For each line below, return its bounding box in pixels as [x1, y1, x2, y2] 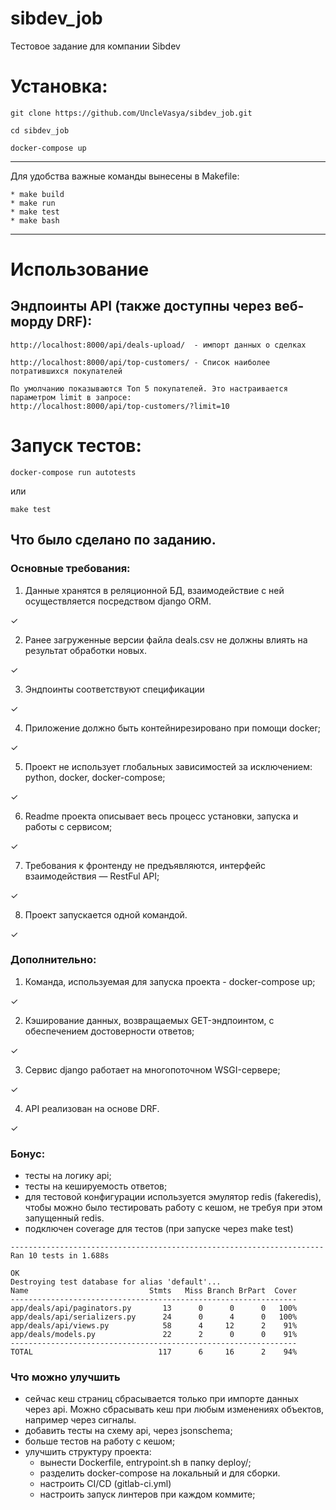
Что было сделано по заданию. [10, 532, 217, 549]
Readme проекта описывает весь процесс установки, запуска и [24, 810, 299, 822]
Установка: [10, 75, 108, 98]
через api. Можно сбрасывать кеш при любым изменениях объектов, [24, 1403, 325, 1416]
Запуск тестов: [10, 435, 142, 457]
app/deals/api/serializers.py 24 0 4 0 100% [10, 1312, 298, 1322]
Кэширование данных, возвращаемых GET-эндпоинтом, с [24, 1014, 275, 1026]
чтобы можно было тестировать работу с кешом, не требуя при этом [24, 1202, 323, 1214]
